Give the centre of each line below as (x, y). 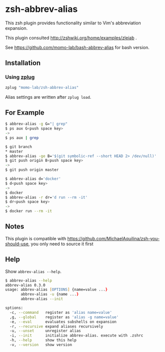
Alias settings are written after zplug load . (48, 97)
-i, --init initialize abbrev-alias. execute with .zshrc (76, 336)
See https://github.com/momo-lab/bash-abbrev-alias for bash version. (78, 47)
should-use (17, 244)
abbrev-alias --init (42, 299)
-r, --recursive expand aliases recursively (56, 326)
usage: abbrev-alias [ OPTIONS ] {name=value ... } (56, 290)
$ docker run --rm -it (29, 211)
